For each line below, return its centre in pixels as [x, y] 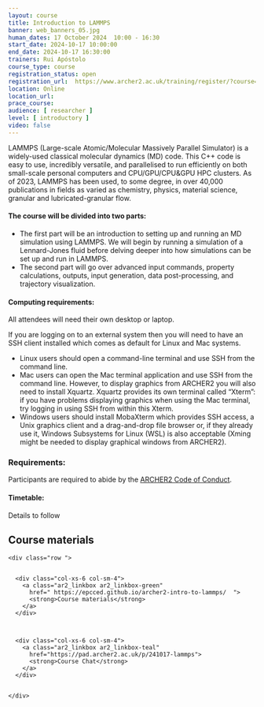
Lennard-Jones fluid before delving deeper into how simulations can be [135, 250]
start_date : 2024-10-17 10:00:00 [63, 45]
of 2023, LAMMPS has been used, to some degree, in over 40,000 [116, 181]
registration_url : [38, 81]
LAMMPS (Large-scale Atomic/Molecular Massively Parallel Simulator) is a [128, 147]
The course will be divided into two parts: [77, 216]
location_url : [31, 96]
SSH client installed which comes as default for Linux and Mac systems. [125, 343]
